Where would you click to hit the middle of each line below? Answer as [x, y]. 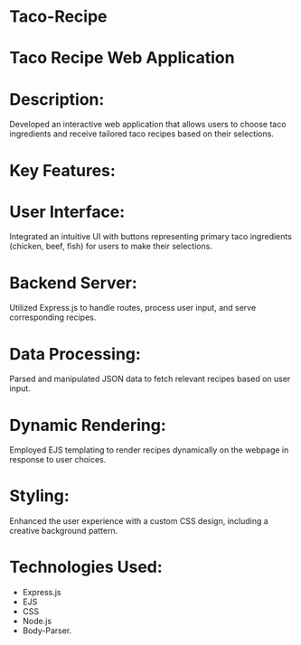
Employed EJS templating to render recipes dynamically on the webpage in [149, 450]
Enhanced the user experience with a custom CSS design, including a [139, 521]
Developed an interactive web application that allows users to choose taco [148, 125]
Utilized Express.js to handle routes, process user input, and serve [133, 308]
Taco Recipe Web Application [122, 58]
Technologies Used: [86, 567]
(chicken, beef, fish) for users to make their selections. [111, 247]
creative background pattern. [64, 531]
